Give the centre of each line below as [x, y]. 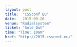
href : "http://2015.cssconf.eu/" [39, 37]
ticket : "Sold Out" [25, 28]
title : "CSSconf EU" [27, 14]
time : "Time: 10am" [25, 32]
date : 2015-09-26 [25, 19]
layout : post [18, 10]
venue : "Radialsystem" [28, 23]
